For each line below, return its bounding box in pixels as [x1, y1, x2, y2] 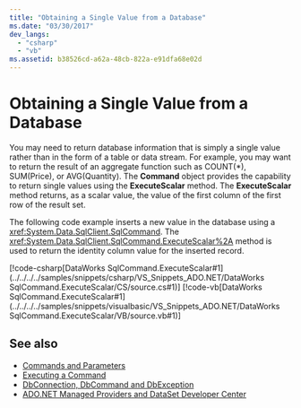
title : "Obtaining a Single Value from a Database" [9, 13, 206, 22]
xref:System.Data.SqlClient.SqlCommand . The [9, 226, 179, 237]
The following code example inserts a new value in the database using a [9, 216, 276, 227]
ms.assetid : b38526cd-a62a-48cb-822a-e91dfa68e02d [9, 55, 202, 64]
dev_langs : [9, 30, 50, 39]
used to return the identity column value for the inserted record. [9, 245, 245, 256]
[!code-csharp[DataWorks [9, 262, 106, 273]
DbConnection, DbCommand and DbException [21, 378, 194, 390]
